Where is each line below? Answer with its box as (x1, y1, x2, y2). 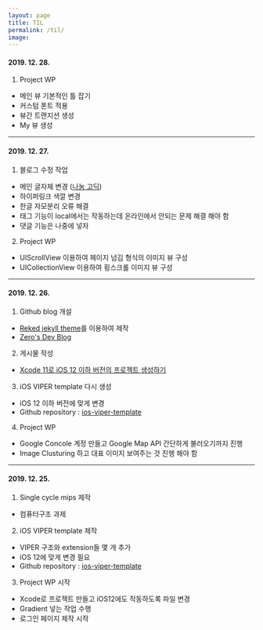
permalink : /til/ (8, 26, 65, 34)
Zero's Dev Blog (19, 332, 72, 341)
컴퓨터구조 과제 (19, 509, 67, 519)
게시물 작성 (19, 348, 54, 358)
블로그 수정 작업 (19, 165, 68, 174)
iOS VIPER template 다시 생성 (19, 381, 112, 391)
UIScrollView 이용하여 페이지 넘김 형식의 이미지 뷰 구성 (19, 253, 188, 262)
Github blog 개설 (19, 307, 72, 316)
